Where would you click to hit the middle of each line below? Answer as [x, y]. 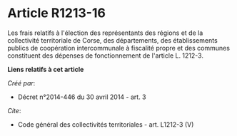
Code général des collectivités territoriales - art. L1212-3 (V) [106, 124]
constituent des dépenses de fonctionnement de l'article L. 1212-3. [105, 56]
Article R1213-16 [56, 13]
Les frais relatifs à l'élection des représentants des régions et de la [105, 33]
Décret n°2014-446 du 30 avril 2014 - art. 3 [82, 97]
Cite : [14, 110]
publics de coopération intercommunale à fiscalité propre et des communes [119, 48]
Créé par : [21, 83]
